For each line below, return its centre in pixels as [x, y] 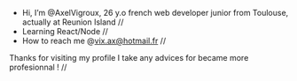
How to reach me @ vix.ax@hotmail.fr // [94, 40]
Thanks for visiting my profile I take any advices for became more [129, 58]
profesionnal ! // [38, 67]
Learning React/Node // [65, 31]
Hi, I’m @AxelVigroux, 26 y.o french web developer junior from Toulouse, [155, 13]
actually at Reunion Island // [73, 22]
